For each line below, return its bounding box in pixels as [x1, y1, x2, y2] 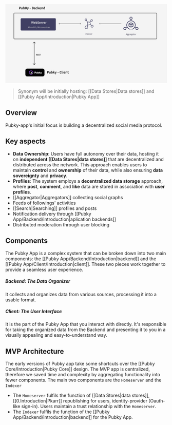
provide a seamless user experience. [5, 266, 84, 273]
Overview [5, 108, 37, 117]
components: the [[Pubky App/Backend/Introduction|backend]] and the [5, 256, 157, 262]
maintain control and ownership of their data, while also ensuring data [12, 167, 163, 173]
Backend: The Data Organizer [5, 278, 70, 284]
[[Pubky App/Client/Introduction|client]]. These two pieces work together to [5, 261, 166, 267]
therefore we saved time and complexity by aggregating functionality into [5, 372, 160, 378]
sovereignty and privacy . [12, 172, 68, 179]
